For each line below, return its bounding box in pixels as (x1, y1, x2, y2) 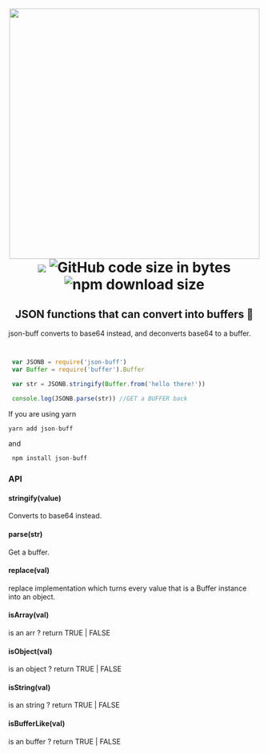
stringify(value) (8, 493, 62, 502)
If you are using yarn (8, 409, 77, 418)
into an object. (8, 591, 56, 601)
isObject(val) (8, 646, 53, 656)
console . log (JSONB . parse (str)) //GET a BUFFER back (11, 394, 188, 402)
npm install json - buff (11, 454, 88, 462)
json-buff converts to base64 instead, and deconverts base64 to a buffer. (8, 329, 251, 338)
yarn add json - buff (8, 425, 74, 433)
